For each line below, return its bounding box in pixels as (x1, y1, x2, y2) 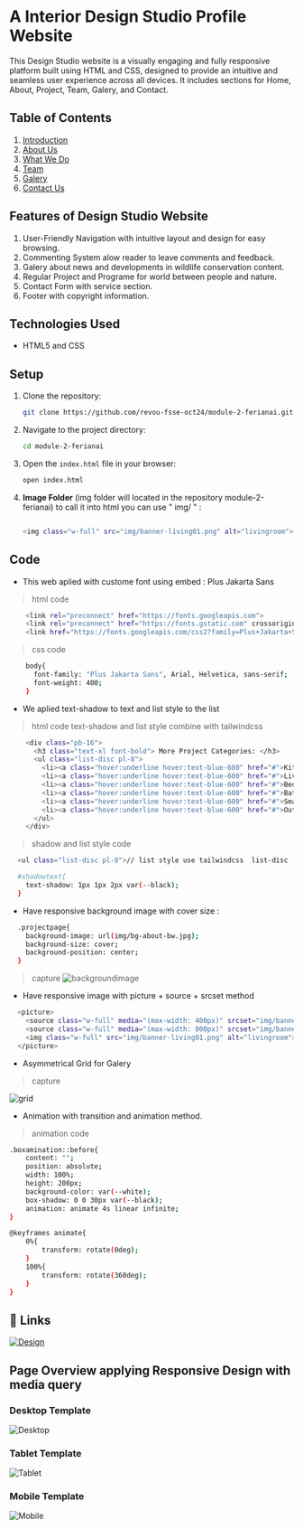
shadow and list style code (31, 839, 132, 849)
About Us (22, 144, 59, 155)
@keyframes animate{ (9, 1229, 87, 1238)
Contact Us (22, 183, 65, 193)
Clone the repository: (22, 390, 102, 401)
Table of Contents (9, 110, 113, 126)
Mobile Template (9, 1490, 85, 1503)
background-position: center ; (25, 948, 140, 957)
